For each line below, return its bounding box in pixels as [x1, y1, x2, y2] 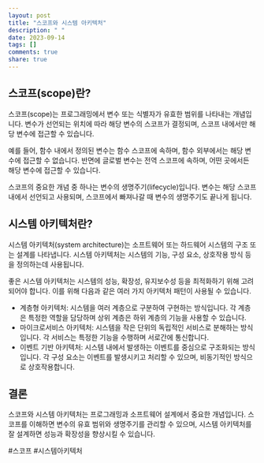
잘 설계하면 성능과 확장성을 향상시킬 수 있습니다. [8, 429, 156, 439]
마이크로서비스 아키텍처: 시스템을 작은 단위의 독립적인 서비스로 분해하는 [19, 323, 239, 332]
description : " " [8, 26, 65, 34]
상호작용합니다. [28, 362, 75, 372]
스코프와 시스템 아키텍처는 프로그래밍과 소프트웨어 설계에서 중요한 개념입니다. [8, 409, 247, 419]
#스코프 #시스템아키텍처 [8, 446, 83, 456]
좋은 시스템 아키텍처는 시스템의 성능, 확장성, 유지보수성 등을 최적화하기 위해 [8, 276, 240, 286]
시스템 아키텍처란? [8, 218, 93, 231]
